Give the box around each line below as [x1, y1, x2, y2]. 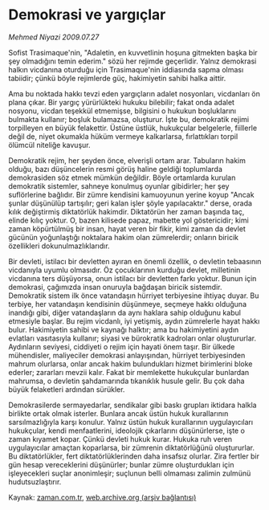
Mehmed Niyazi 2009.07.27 [8, 32, 100, 42]
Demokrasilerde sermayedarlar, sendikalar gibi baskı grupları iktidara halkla [8, 400, 257, 410]
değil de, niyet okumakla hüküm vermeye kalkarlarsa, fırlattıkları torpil [8, 131, 238, 141]
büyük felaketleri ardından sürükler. [8, 384, 125, 394]
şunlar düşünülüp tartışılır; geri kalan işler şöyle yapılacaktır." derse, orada [8, 198, 253, 208]
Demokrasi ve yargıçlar [8, 6, 166, 24]
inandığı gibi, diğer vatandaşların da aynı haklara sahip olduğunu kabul [8, 308, 241, 317]
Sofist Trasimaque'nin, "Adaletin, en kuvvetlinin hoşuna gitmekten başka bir [8, 47, 259, 57]
